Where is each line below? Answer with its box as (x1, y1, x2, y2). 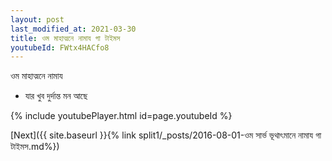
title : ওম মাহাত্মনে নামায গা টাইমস (10, 33, 121, 43)
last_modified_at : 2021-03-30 (10, 24, 137, 34)
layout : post (10, 14, 65, 25)
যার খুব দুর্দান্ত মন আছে (24, 90, 88, 102)
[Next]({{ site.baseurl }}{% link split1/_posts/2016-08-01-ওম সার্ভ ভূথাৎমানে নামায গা (10, 129, 322, 141)
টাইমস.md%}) (10, 141, 60, 153)
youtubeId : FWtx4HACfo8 (10, 42, 110, 53)
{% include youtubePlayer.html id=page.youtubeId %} (10, 110, 233, 122)
